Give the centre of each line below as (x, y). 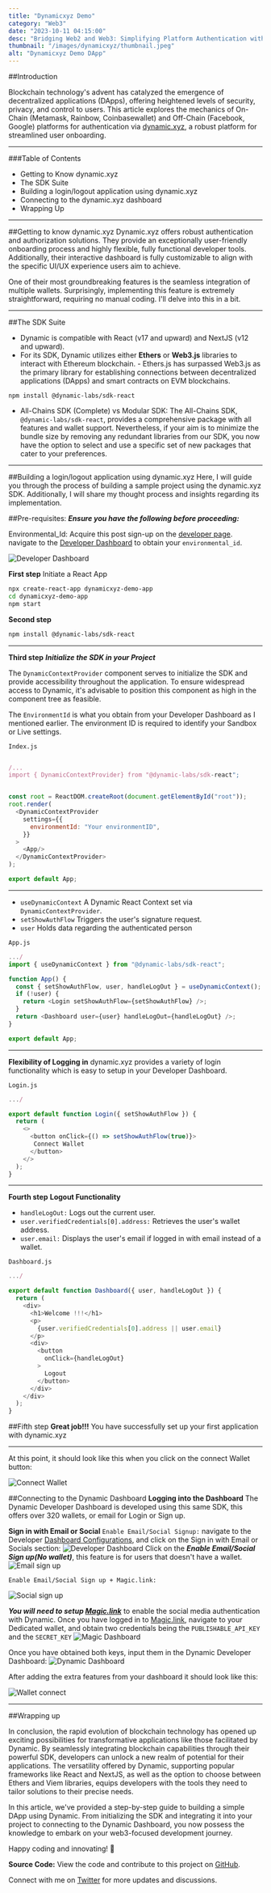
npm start (25, 603)
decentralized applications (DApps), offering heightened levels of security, (132, 101)
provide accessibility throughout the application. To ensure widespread (127, 681)
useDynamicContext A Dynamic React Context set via (106, 902)
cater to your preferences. (63, 453)
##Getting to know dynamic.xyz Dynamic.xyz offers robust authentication (131, 232)
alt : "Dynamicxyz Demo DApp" (57, 53)
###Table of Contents (45, 158)
